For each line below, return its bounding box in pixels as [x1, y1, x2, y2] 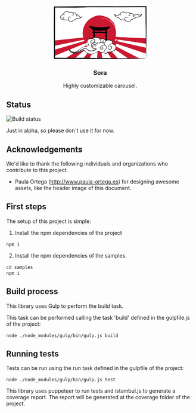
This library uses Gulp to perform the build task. [6, 302, 124, 310]
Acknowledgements [6, 144, 83, 154]
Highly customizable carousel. [63, 82, 138, 90]
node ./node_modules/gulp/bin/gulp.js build [6, 332, 119, 338]
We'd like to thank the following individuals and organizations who [6, 160, 169, 167]
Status [6, 99, 32, 109]
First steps [6, 201, 46, 212]
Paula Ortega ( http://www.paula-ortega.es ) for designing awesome [14, 178, 180, 185]
